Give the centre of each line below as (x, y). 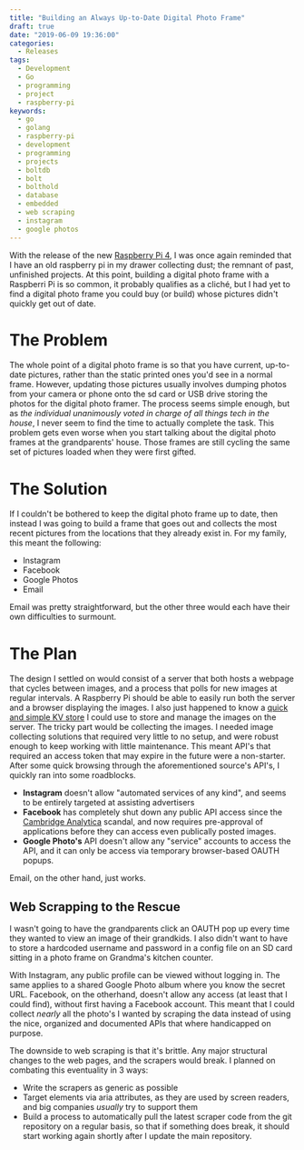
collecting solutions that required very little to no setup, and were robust (144, 736)
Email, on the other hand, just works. (78, 878)
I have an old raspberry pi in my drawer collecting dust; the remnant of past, (152, 265)
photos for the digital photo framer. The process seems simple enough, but (150, 404)
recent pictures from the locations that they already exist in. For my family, (148, 534)
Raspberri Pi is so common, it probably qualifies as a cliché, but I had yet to (150, 284)
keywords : (28, 111)
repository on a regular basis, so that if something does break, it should (156, 1126)
